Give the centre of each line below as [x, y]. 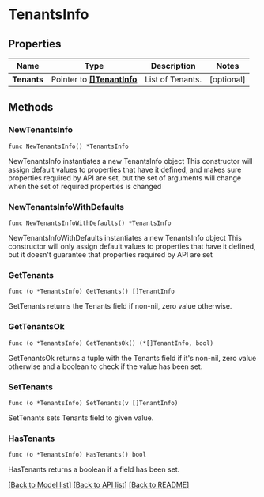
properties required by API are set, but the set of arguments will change [125, 178]
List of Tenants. [173, 79]
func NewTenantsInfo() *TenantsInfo [68, 146]
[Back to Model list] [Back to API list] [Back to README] [99, 485]
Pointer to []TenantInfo [94, 79]
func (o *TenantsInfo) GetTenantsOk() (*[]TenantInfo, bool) [111, 343]
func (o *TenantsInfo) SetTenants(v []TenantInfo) [93, 403]
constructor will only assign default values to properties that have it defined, [132, 246]
